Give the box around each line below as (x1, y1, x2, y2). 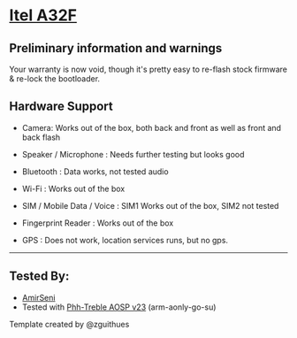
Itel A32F (9, 5, 78, 26)
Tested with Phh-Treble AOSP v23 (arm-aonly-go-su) (21, 302, 217, 312)
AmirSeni (21, 292, 56, 303)
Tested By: (9, 269, 70, 284)
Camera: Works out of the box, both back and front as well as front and (21, 122, 281, 133)
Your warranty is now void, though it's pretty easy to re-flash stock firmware (9, 64, 287, 74)
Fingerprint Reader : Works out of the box (21, 218, 174, 228)
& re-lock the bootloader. (9, 73, 100, 84)
